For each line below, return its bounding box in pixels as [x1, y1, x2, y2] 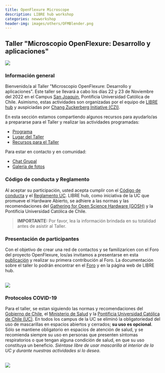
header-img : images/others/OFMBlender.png [5, 21, 94, 26]
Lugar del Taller [12, 134, 44, 140]
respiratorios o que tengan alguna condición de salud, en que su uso [5, 337, 144, 343]
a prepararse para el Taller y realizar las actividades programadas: [5, 119, 139, 125]
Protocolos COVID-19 [5, 294, 57, 301]
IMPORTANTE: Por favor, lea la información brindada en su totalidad [17, 218, 156, 224]
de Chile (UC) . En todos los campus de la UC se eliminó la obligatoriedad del [5, 316, 161, 322]
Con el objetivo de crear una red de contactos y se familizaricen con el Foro [5, 247, 159, 252]
